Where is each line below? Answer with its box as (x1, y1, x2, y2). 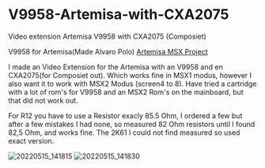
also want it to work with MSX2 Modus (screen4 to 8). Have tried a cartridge (8, 79, 257, 88)
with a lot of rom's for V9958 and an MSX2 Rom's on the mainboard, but (8, 87, 244, 96)
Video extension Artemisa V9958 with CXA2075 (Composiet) (8, 32, 207, 41)
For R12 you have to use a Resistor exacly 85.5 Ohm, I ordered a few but (8, 110, 243, 120)
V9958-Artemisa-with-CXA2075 (8, 6, 229, 24)
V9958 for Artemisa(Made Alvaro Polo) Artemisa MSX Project (8, 47, 208, 56)
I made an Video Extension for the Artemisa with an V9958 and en (8, 62, 223, 72)
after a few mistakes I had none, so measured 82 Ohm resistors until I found (8, 119, 256, 129)
